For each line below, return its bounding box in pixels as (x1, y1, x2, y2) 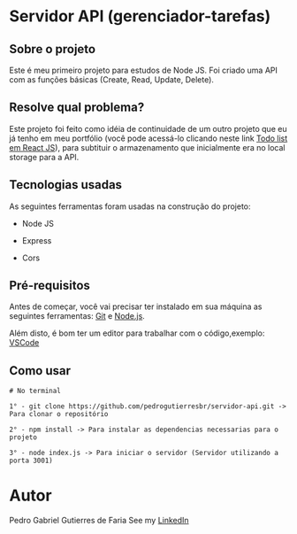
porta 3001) (9, 456, 53, 466)
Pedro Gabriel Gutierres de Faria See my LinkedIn (9, 515, 189, 526)
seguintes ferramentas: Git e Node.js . (9, 311, 146, 321)
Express (21, 235, 52, 245)
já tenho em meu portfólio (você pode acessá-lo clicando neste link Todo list (9, 133, 288, 143)
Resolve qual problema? (9, 100, 145, 115)
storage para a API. (9, 151, 80, 162)
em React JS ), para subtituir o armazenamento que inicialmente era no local (9, 142, 286, 152)
